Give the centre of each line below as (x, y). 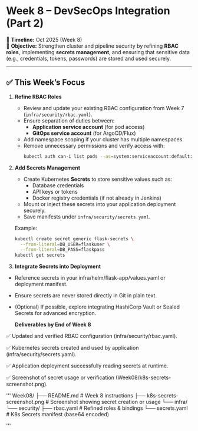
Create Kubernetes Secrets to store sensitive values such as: (98, 179)
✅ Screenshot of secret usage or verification (60, 377)
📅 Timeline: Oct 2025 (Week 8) (44, 39)
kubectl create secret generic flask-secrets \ (74, 239)
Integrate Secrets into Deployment (58, 267)
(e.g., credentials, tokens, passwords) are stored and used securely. (89, 58)
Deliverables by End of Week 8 (53, 324)
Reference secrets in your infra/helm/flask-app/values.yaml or (90, 278)
